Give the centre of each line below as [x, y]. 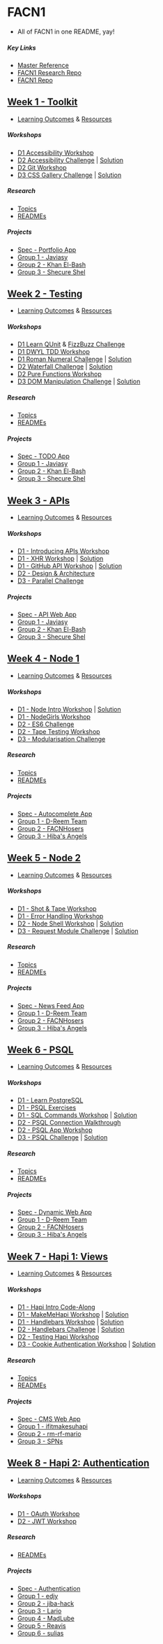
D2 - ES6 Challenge [46, 724]
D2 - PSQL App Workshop [55, 1130]
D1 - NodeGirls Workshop [54, 716]
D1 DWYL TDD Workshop [54, 352]
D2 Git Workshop [42, 167]
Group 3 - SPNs [40, 1441]
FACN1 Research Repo [49, 72]
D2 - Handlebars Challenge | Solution [71, 1329]
